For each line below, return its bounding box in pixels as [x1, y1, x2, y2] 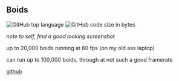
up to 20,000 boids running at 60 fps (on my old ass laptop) [6, 44, 155, 51]
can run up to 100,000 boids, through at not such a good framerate [6, 56, 173, 63]
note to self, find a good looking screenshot [6, 33, 115, 40]
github [6, 68, 22, 75]
